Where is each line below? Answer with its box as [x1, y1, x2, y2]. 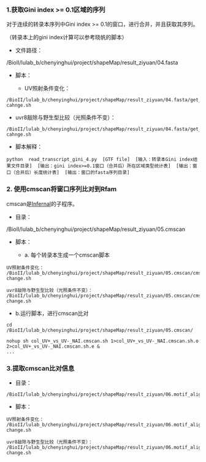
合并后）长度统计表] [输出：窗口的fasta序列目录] [15, 170, 130, 176]
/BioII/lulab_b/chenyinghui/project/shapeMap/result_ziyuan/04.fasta [6, 59, 178, 66]
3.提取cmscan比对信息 [6, 364, 75, 372]
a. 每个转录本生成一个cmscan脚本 [24, 251, 110, 259]
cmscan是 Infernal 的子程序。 [6, 200, 78, 207]
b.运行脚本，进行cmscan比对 [15, 309, 89, 317]
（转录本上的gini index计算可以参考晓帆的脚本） [6, 34, 128, 41]
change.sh [6, 275, 32, 281]
